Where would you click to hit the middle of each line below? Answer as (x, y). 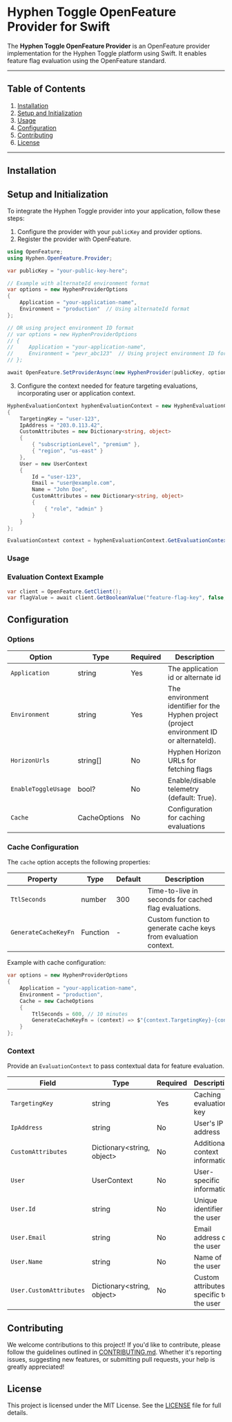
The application (193, 668)
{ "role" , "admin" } (74, 509)
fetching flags (190, 769)
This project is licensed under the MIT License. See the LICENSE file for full (114, 1405)
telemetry (183, 789)
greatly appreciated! (36, 1367)
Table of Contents (47, 89)
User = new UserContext (54, 464)
